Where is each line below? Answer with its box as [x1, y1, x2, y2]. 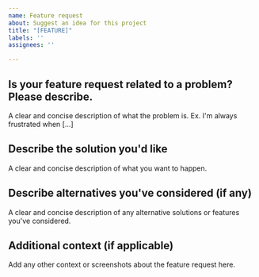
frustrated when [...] [8, 119, 74, 129]
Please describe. [8, 90, 93, 103]
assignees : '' [8, 41, 55, 49]
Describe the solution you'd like [8, 142, 168, 156]
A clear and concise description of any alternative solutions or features [8, 207, 240, 217]
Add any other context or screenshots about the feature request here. [8, 260, 236, 270]
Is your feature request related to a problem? [8, 77, 233, 91]
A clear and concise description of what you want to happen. [8, 164, 208, 173]
